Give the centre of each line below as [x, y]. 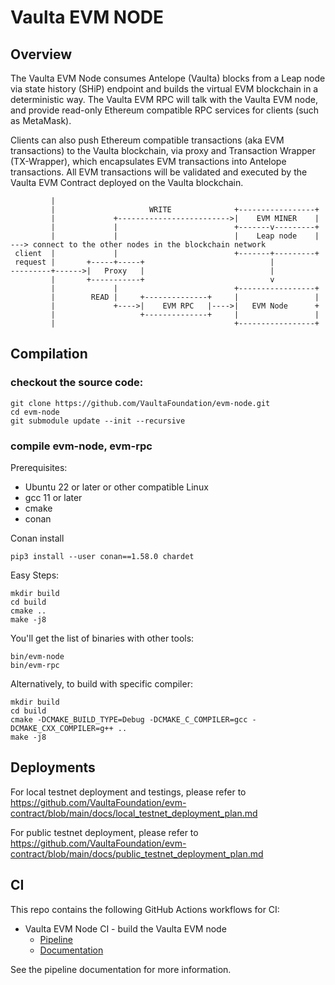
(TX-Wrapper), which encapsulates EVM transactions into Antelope [148, 161]
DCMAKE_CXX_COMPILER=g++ [62, 728]
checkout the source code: [77, 383]
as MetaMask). [41, 120]
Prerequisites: [39, 467]
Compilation [49, 354]
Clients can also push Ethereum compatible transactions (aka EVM [147, 140]
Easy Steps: [35, 575]
